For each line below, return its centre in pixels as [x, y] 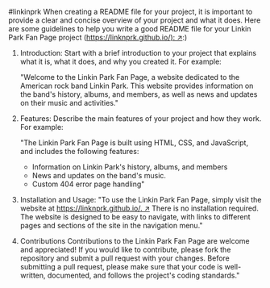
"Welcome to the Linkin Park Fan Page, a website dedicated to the [130, 77]
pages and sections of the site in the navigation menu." [111, 225]
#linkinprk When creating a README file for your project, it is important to [131, 12]
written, [33, 275]
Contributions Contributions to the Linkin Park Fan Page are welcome [135, 241]
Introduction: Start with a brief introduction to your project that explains [138, 53]
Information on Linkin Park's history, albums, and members [130, 167]
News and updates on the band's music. [99, 175]
